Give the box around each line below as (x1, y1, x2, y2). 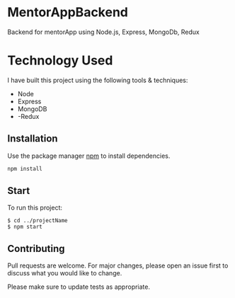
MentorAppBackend (7, 4, 129, 21)
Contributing (7, 242, 65, 255)
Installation (7, 132, 58, 145)
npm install (7, 165, 42, 172)
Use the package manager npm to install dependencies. (7, 151, 171, 160)
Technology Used (7, 52, 113, 69)
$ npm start (7, 224, 42, 231)
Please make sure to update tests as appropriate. (7, 282, 151, 291)
